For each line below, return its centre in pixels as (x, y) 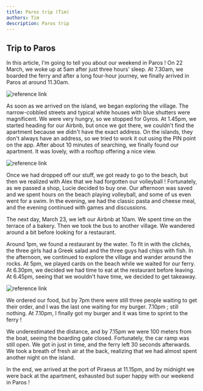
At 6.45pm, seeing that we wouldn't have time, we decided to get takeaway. (101, 277)
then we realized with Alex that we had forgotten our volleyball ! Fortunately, (102, 181)
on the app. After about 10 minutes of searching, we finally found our (93, 145)
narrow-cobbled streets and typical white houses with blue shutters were (98, 112)
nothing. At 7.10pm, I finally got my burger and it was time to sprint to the (97, 313)
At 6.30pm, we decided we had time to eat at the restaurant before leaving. (101, 270)
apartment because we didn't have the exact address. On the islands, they (100, 132)
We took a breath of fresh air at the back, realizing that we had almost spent (101, 351)
